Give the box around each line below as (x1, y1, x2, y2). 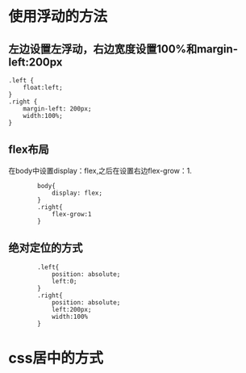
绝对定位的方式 (8, 241, 83, 255)
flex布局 (8, 143, 50, 157)
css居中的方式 (8, 349, 103, 367)
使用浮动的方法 (8, 7, 108, 26)
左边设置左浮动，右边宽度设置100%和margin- (8, 42, 238, 56)
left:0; (51, 277, 78, 285)
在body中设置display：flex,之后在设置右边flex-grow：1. (8, 166, 192, 175)
